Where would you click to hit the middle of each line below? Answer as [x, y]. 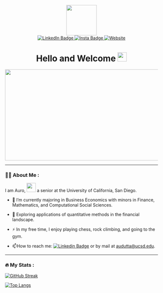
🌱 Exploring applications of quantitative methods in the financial [76, 215]
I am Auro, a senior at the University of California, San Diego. [71, 190]
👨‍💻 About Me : [22, 175]
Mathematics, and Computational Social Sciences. [62, 205]
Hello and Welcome [76, 59]
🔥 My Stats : [20, 265]
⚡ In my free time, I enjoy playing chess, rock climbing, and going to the [83, 229]
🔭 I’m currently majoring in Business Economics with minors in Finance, [83, 200]
